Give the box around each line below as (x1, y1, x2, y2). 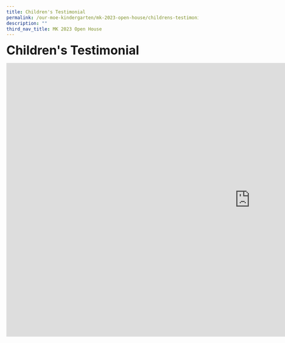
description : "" (6, 20, 47, 26)
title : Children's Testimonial (6, 9, 86, 15)
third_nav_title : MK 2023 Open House (6, 26, 102, 32)
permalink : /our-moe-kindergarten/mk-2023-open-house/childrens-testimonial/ (6, 15, 208, 21)
